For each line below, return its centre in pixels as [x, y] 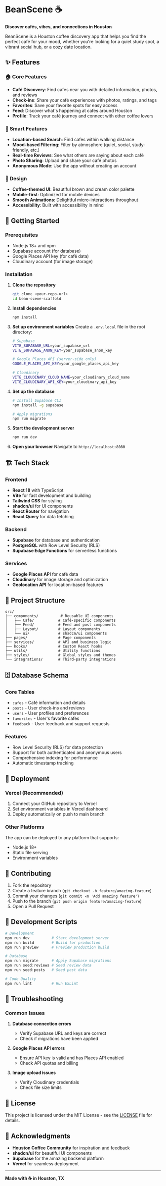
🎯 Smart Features [26, 128]
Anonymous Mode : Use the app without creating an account [74, 165]
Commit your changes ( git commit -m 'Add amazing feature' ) [76, 896]
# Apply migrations [32, 414]
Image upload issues [34, 1073]
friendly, [21, 150]
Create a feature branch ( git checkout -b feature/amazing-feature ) [82, 891]
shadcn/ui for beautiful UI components [52, 1153]
